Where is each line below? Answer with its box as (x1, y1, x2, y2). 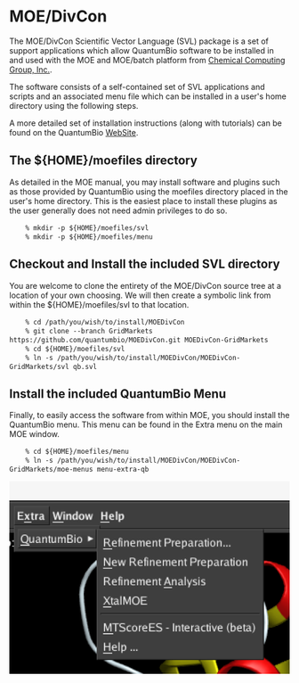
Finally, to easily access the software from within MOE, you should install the (9, 410, 290, 421)
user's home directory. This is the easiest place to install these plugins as (9, 195, 278, 206)
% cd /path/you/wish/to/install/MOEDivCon (25, 317, 185, 326)
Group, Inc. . (9, 64, 53, 75)
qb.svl (72, 362, 98, 371)
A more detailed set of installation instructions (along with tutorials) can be (9, 118, 282, 128)
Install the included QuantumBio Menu (9, 386, 227, 401)
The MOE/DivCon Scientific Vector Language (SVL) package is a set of (9, 36, 269, 46)
